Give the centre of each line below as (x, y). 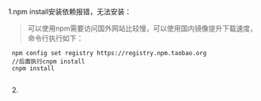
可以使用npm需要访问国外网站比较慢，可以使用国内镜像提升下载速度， (142, 28)
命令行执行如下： (55, 38)
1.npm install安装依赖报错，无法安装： (70, 11)
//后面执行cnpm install (48, 62)
